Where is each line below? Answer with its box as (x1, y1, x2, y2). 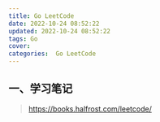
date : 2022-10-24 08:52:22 (8, 20, 100, 28)
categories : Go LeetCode (8, 50, 96, 58)
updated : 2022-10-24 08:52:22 (8, 27, 111, 35)
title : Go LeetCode (8, 11, 75, 20)
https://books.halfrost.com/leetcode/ (28, 103, 152, 114)
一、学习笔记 (8, 82, 73, 96)
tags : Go (8, 34, 38, 43)
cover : (8, 42, 31, 50)
